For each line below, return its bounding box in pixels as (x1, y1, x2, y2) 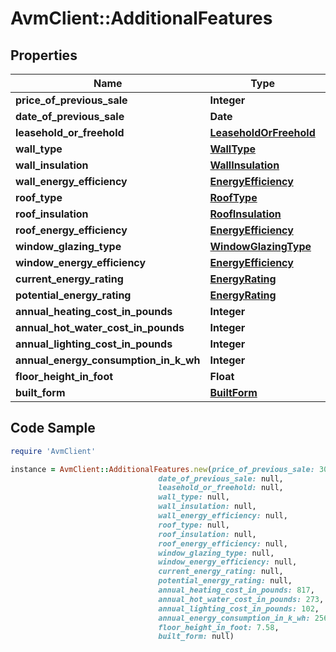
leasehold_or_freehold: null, (158, 483, 284, 493)
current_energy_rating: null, (158, 567, 284, 577)
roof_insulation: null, (158, 529, 257, 539)
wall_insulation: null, (158, 502, 257, 512)
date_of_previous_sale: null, (158, 473, 284, 484)
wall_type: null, (158, 492, 230, 502)
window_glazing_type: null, (158, 548, 275, 558)
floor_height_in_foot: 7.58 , (158, 622, 280, 632)
